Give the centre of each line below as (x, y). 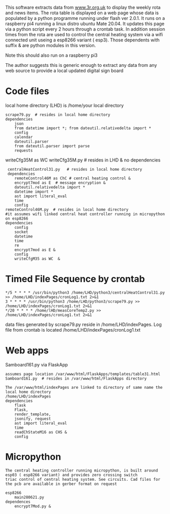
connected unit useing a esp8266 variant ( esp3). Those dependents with (82, 40)
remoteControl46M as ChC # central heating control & (73, 178)
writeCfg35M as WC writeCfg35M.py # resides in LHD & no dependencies (83, 160)
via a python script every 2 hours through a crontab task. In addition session (85, 29)
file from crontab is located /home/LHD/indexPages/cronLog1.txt (73, 330)
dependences (18, 502)
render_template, (33, 414)
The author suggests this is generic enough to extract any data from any (81, 65)
